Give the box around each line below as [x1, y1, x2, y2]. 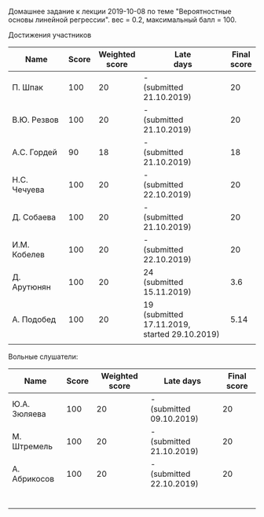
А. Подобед [12, 314, 57, 325]
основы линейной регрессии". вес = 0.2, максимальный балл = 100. [8, 15, 237, 24]
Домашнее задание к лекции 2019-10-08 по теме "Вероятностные [8, 7, 232, 16]
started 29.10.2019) [142, 329, 220, 339]
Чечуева [12, 184, 45, 195]
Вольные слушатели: [8, 352, 79, 361]
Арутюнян [12, 282, 51, 292]
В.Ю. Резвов [12, 114, 59, 125]
